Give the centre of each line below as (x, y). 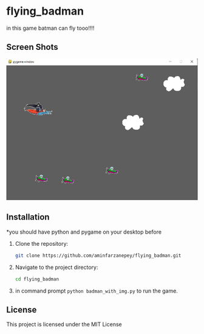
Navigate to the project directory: (56, 267)
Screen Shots (32, 47)
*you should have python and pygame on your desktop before (84, 232)
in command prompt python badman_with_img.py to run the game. (96, 291)
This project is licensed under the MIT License (64, 324)
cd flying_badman (37, 279)
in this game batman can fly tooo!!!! (50, 28)
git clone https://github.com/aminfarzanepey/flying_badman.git (98, 256)
